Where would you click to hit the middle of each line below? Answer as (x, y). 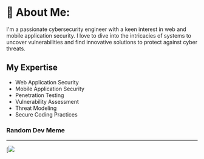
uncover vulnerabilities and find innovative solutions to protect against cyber (102, 42)
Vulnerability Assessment (47, 101)
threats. (16, 49)
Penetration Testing (39, 95)
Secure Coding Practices (46, 114)
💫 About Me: (38, 12)
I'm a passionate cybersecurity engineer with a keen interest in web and (96, 29)
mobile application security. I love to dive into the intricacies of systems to (99, 35)
